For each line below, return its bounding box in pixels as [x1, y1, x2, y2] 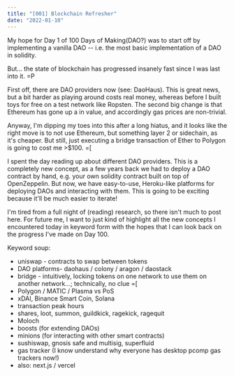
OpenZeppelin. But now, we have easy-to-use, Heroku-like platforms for [7, 179, 214, 187]
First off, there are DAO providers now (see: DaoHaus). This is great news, [7, 85, 221, 94]
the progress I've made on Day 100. [7, 230, 110, 238]
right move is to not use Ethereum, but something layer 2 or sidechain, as [7, 129, 218, 137]
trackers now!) [17, 354, 59, 362]
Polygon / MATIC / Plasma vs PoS [17, 287, 115, 295]
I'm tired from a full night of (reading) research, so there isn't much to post [7, 208, 221, 216]
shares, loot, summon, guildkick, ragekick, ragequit [17, 309, 165, 317]
